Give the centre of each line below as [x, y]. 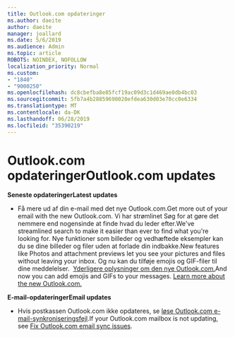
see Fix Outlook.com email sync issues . [75, 326]
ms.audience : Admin [36, 47]
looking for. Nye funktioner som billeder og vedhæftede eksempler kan [120, 239]
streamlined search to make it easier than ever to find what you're [113, 231]
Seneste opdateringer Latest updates [62, 195]
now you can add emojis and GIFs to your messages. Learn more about [121, 276]
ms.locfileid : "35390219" [45, 125]
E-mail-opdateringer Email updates [59, 297]
